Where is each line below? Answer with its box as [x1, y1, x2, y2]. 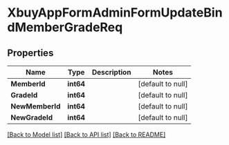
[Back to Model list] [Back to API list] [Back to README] [7, 130, 166, 139]
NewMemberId [10, 101, 61, 111]
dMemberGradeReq [7, 19, 123, 35]
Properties [7, 47, 54, 59]
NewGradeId [10, 113, 53, 122]
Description [91, 68, 131, 77]
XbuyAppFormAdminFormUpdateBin [7, 5, 223, 21]
